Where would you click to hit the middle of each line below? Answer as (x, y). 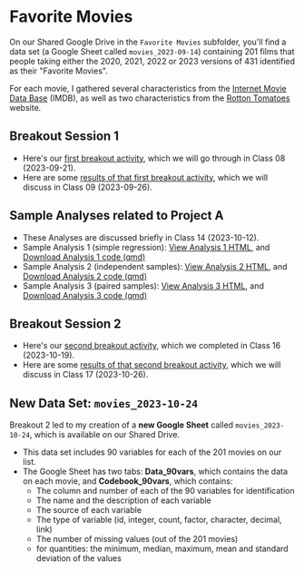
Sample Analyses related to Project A (117, 216)
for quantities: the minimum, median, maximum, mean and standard (162, 549)
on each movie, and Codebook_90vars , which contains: (127, 481)
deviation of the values (79, 558)
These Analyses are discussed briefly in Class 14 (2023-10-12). (141, 237)
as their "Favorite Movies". (59, 71)
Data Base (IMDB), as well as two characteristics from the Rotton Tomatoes (150, 98)
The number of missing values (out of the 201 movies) (137, 539)
